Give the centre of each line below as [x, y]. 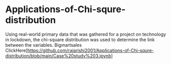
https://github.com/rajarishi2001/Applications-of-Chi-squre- [91, 50]
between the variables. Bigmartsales [44, 45]
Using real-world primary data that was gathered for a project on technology [86, 34]
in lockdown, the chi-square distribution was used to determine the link [80, 40]
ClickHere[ [17, 50]
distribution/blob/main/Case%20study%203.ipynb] [59, 56]
